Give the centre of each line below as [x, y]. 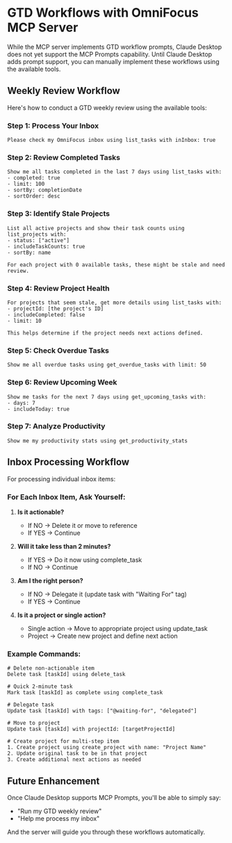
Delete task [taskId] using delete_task [67, 675]
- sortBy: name [29, 252]
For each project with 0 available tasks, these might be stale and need [116, 265]
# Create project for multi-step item [63, 741]
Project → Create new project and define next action [103, 636]
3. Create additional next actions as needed [74, 760]
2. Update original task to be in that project [77, 754]
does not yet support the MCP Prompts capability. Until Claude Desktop [110, 54]
